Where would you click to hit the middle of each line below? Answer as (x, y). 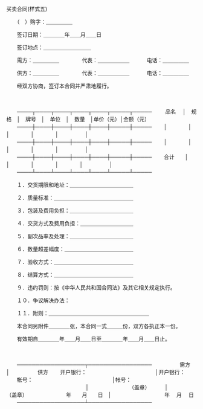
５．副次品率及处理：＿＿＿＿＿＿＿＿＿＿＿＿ (75, 236)
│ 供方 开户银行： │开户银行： (96, 372)
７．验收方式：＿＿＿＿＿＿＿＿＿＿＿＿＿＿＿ (75, 262)
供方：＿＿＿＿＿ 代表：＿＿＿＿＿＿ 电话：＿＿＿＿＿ (103, 73)
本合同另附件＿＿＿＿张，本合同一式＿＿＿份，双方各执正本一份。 (99, 326)
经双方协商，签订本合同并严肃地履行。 (64, 86)
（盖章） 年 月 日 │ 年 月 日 (100, 395)
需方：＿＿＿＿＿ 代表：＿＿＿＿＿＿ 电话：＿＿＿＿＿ (103, 60)
